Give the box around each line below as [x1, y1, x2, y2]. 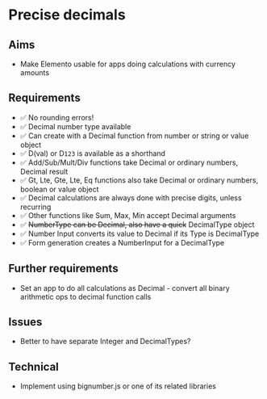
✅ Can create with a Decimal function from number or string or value [19, 131, 249, 141]
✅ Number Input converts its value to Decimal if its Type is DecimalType [19, 229, 260, 238]
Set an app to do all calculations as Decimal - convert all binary [19, 283, 230, 292]
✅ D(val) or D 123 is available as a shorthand [19, 148, 165, 158]
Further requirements [8, 262, 119, 275]
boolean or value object [19, 184, 99, 194]
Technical [8, 359, 59, 373]
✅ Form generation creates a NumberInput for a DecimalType [19, 237, 225, 247]
